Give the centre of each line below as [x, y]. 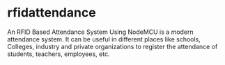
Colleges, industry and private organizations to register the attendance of [113, 46]
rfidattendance [52, 13]
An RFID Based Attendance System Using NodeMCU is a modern [100, 32]
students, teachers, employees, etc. [59, 54]
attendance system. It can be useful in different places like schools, [104, 39]
